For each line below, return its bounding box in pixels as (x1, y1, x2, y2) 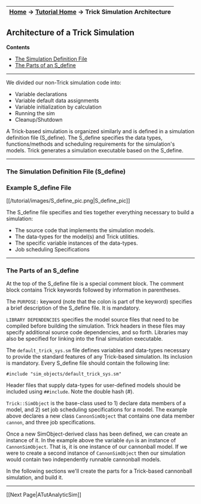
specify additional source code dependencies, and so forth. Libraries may (6, 329, 188, 336)
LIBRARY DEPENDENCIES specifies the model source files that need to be (6, 316, 179, 323)
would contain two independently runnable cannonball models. (6, 456, 162, 463)
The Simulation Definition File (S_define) (6, 167, 126, 176)
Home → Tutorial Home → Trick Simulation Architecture (9, 8, 172, 16)
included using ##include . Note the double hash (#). (6, 388, 135, 395)
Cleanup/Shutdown (14, 116, 63, 123)
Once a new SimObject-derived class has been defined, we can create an (6, 430, 188, 437)
